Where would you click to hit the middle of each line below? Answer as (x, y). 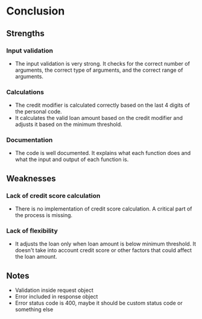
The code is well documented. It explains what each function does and (103, 153)
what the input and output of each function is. (72, 159)
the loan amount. (36, 257)
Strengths (25, 33)
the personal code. (38, 112)
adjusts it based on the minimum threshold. (68, 124)
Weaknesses (31, 178)
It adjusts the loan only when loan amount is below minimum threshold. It (106, 244)
